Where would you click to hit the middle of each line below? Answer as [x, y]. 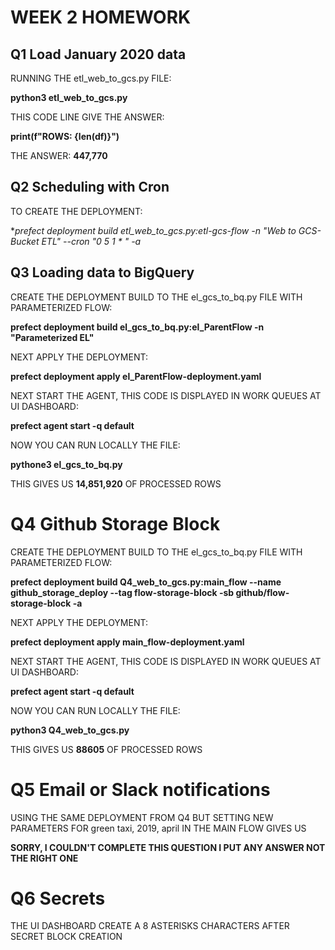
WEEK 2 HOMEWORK [101, 17]
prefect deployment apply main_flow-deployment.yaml [127, 642]
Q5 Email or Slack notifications [140, 789]
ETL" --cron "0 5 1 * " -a [91, 241]
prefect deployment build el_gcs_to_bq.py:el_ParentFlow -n [137, 327]
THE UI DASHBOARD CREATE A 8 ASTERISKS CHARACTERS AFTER [150, 926]
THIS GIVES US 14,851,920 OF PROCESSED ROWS [116, 483]
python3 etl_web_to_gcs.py [69, 97]
